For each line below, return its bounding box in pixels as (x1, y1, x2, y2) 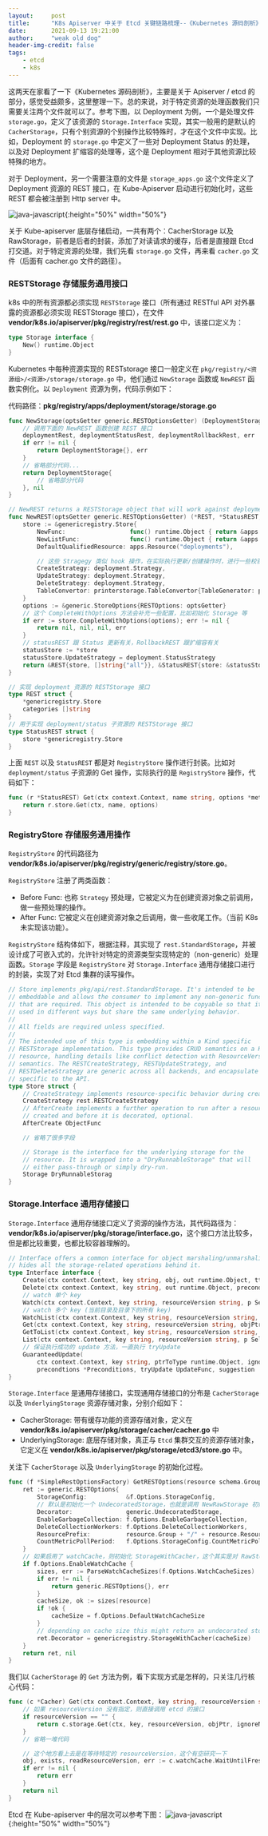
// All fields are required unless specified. (8, 1022, 166, 1031)
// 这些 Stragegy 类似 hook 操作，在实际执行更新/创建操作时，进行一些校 (37, 557, 257, 565)
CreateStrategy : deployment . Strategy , (37, 564, 166, 572)
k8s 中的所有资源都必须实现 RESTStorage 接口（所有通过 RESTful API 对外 (8, 297, 249, 308)
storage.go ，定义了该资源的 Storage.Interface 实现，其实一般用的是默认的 (8, 117, 256, 126)
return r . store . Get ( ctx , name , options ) (22, 801, 159, 810)
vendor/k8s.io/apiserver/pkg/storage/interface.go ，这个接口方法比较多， (8, 1228, 257, 1237)
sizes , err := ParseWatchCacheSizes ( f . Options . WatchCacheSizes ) (37, 1567, 255, 1575)
